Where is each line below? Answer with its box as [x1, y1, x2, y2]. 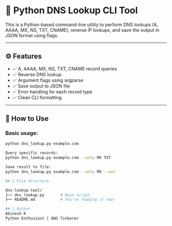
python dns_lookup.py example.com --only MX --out [5, 169, 116, 174]
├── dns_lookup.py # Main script [5, 192, 91, 197]
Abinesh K [5, 211, 27, 216]
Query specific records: [5, 150, 58, 155]
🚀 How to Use [5, 115, 49, 123]
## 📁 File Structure [5, 178, 50, 184]
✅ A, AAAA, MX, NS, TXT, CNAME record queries [12, 65, 117, 72]
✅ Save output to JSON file [12, 83, 70, 89]
